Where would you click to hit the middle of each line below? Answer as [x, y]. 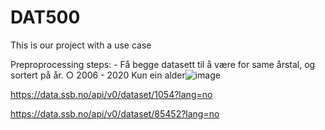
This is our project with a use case [81, 45]
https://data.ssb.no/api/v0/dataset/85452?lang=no [115, 113]
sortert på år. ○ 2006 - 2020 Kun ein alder [98, 75]
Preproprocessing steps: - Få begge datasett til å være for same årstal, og [163, 64]
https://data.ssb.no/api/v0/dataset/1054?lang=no [111, 94]
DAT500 [45, 17]
